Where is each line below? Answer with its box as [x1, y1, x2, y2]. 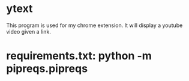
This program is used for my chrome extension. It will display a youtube [6, 22, 183, 29]
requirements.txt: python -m [6, 49, 152, 63]
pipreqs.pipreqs [6, 62, 88, 76]
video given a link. [6, 28, 51, 35]
